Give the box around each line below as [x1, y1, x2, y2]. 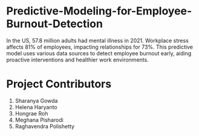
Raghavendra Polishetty [15, 122, 74, 130]
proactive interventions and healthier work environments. [6, 56, 149, 63]
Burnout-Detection [6, 17, 103, 31]
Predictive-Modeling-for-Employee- [6, 4, 192, 18]
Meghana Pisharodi [15, 116, 64, 123]
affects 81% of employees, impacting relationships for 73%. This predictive [6, 43, 194, 51]
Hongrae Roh [15, 110, 48, 117]
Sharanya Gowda [15, 97, 58, 104]
